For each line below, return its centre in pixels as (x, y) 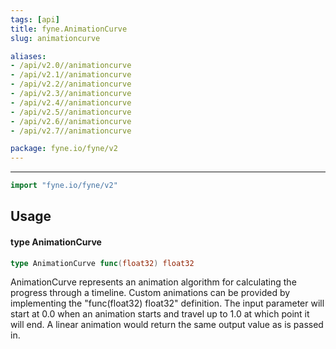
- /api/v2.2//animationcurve (71, 84)
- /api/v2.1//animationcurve (71, 75)
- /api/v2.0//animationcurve (71, 66)
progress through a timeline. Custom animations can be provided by (150, 293)
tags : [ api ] (35, 19)
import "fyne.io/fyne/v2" (64, 186)
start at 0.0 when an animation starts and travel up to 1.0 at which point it (160, 314)
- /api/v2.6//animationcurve (71, 121)
